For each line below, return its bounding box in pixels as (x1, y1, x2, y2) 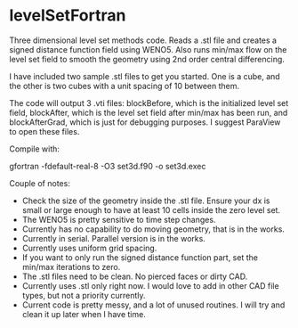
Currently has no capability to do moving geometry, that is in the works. (21, 224, 285, 234)
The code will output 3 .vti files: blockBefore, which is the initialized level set (9, 97, 289, 108)
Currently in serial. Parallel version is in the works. (21, 233, 206, 243)
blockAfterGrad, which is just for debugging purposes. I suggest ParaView (9, 117, 281, 127)
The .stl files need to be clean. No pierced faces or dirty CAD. (21, 271, 248, 282)
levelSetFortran (9, 5, 126, 26)
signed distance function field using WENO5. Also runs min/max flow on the (9, 44, 287, 54)
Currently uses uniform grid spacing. (21, 242, 157, 253)
